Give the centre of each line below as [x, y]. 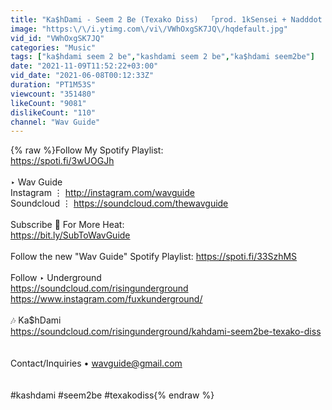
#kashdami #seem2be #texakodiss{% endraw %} [112, 395]
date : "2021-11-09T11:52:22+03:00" [84, 66]
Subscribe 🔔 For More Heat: [67, 225]
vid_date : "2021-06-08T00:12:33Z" [82, 76]
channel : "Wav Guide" [55, 122]
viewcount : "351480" [53, 94]
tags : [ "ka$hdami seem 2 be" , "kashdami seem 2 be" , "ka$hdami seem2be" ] [162, 57]
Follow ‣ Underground [56, 278]
